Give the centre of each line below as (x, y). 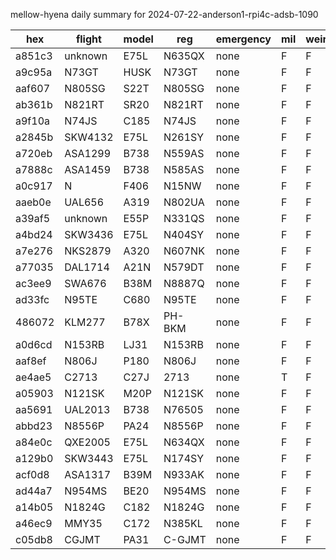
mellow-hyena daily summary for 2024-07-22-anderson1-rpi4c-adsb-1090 (164, 14)
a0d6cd (34, 344)
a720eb (34, 153)
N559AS (184, 153)
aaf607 (33, 88)
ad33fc (32, 299)
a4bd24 (34, 234)
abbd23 (34, 426)
